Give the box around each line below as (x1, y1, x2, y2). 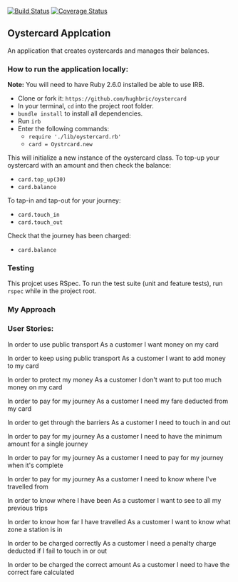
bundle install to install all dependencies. (17, 109, 143, 118)
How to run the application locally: (7, 64, 129, 74)
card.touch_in (17, 211, 60, 219)
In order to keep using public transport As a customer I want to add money (7, 354, 226, 362)
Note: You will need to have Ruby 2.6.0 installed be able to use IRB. (7, 81, 205, 89)
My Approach (7, 305, 56, 315)
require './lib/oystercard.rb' (28, 133, 122, 141)
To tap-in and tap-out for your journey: (7, 196, 121, 205)
